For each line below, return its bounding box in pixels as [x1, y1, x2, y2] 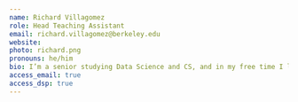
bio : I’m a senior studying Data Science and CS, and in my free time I [9, 63, 284, 72]
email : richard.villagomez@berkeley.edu [9, 29, 161, 38]
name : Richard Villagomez [9, 12, 105, 22]
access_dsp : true [9, 79, 74, 88]
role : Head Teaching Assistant [9, 21, 125, 30]
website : [9, 37, 42, 47]
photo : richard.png [9, 46, 82, 55]
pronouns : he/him [9, 54, 74, 63]
